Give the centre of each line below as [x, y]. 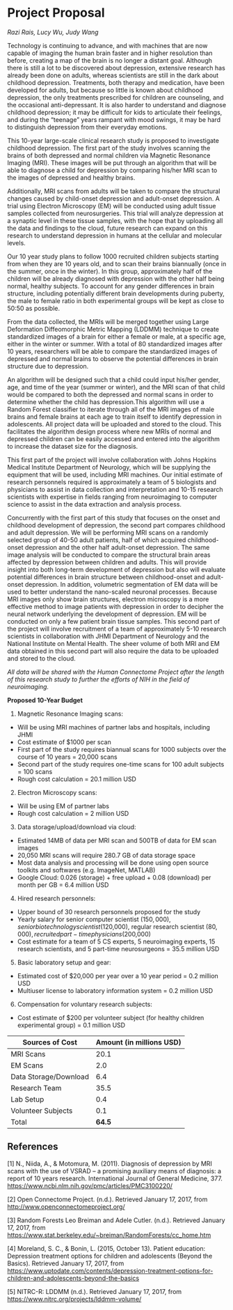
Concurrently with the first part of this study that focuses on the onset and [114, 518]
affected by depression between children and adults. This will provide [107, 562]
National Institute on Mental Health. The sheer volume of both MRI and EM [114, 643]
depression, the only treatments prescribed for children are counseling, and [115, 97]
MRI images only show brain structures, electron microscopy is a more [108, 599]
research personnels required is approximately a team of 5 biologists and [112, 481]
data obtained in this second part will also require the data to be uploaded [113, 651]
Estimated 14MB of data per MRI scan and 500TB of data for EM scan [117, 840]
